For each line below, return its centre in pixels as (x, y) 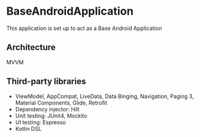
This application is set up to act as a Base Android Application (84, 28)
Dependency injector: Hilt (47, 109)
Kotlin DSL (28, 128)
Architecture (31, 47)
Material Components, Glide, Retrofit (61, 103)
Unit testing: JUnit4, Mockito (51, 116)
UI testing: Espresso (40, 122)
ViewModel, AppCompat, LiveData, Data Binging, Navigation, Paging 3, (105, 96)
